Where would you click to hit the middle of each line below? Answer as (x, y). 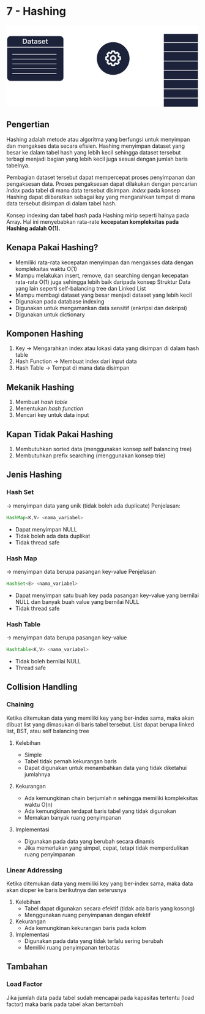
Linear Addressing (34, 870)
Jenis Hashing (34, 475)
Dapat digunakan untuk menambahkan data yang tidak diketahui (106, 768)
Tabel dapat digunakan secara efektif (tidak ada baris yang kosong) (110, 908)
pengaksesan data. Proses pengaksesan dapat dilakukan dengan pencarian (102, 184)
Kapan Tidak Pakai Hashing (60, 434)
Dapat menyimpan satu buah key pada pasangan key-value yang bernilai (107, 595)
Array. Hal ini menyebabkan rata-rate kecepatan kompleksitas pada (93, 221)
